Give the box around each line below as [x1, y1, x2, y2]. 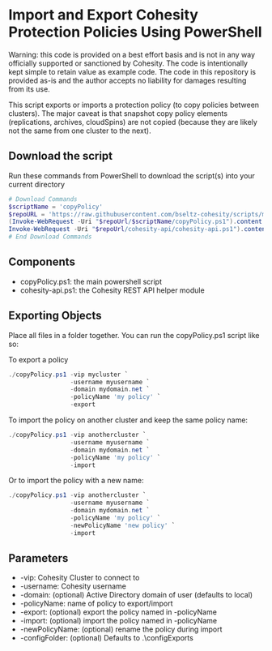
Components [8, 255, 75, 269]
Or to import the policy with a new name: [8, 476, 144, 486]
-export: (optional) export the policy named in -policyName [19, 607, 217, 617]
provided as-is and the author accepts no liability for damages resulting [8, 75, 247, 85]
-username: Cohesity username [19, 581, 127, 591]
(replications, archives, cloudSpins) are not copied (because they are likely [8, 117, 257, 126]
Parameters [8, 551, 69, 565]
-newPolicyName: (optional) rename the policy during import [19, 624, 223, 634]
